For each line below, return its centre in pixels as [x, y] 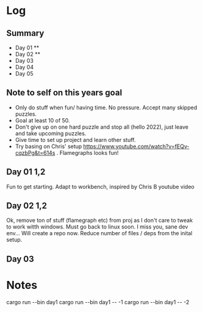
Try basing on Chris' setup [48, 146]
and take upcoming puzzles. [51, 133]
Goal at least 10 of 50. [42, 120]
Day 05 [24, 73]
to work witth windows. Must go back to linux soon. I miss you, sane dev [97, 227]
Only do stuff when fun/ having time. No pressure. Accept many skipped [106, 107]
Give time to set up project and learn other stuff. [75, 140]
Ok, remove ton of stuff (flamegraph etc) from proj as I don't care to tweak [100, 221]
